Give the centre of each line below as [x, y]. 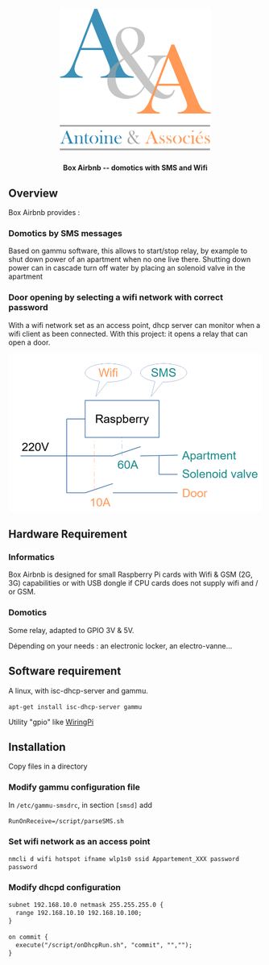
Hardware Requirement [68, 534]
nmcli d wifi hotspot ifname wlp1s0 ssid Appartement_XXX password [124, 859]
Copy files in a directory [48, 766]
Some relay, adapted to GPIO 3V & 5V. [71, 630]
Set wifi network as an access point [79, 841]
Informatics [31, 557]
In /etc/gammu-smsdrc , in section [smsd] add [81, 805]
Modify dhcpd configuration [64, 887]
